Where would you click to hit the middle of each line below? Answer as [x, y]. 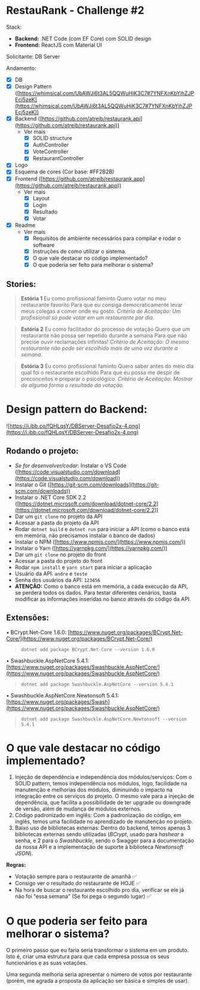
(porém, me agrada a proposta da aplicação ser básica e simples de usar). [98, 981]
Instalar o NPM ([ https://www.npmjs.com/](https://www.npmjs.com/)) [100, 541]
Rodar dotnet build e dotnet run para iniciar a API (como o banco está [102, 529]
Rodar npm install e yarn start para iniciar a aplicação [83, 567]
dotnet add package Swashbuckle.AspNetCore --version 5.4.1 [97, 684]
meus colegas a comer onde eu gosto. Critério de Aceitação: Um [101, 311]
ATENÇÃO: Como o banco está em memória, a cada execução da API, [101, 586]
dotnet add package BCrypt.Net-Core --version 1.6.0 [88, 650]
